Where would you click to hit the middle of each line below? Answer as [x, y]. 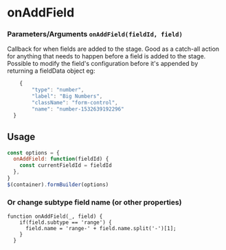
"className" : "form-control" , [75, 103]
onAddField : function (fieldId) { [61, 159]
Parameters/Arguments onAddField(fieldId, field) [95, 34]
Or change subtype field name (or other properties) [94, 202]
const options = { [33, 152]
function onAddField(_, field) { [55, 217]
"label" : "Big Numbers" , [67, 96]
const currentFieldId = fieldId [66, 166]
